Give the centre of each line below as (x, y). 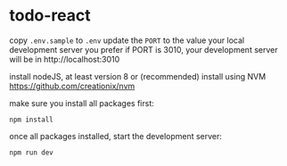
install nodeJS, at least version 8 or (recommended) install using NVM (138, 76)
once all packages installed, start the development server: (116, 136)
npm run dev (31, 153)
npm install (31, 120)
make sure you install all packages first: (82, 103)
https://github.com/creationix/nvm (72, 86)
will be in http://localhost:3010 (65, 59)
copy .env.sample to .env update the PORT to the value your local (127, 40)
